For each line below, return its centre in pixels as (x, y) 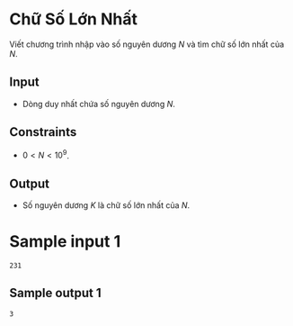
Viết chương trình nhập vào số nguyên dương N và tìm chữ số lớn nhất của (147, 44)
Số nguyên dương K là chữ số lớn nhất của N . (106, 205)
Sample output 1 (55, 293)
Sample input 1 (65, 242)
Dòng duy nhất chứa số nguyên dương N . (98, 104)
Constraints (43, 132)
